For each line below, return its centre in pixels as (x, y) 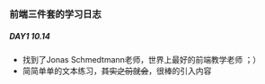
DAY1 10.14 (30, 36)
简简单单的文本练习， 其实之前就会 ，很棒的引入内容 (117, 71)
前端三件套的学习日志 (55, 13)
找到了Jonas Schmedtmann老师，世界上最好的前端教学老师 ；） (141, 59)
